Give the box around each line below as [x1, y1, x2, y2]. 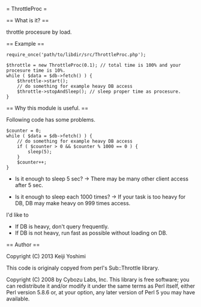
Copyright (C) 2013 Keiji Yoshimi [6, 253, 86, 259]
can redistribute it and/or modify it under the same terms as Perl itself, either [6, 282, 196, 290]
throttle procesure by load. [6, 28, 72, 36]
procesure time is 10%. [6, 67, 66, 73]
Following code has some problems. [6, 116, 96, 123]
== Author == [6, 241, 40, 248]
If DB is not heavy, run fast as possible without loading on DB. [14, 229, 168, 237]
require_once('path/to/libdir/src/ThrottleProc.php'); [6, 52, 146, 58]
